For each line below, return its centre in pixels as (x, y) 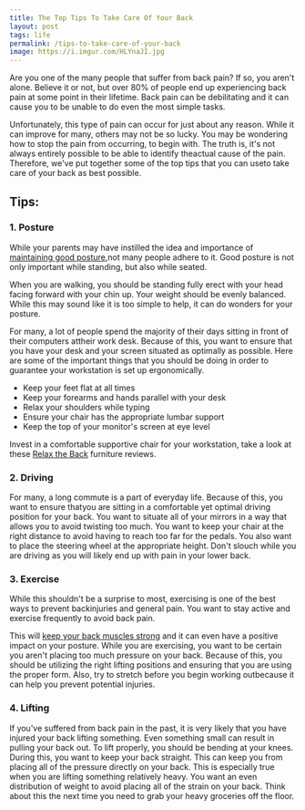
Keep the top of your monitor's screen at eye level (117, 426)
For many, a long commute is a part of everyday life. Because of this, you (147, 497)
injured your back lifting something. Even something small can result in (142, 737)
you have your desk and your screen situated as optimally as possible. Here (151, 350)
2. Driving (31, 477)
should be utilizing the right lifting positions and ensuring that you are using (151, 665)
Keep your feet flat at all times (79, 388)
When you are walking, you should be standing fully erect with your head (147, 285)
